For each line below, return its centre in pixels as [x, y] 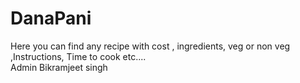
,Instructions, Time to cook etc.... [78, 56]
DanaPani [51, 18]
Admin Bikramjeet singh [59, 67]
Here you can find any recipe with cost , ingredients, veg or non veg [150, 46]
